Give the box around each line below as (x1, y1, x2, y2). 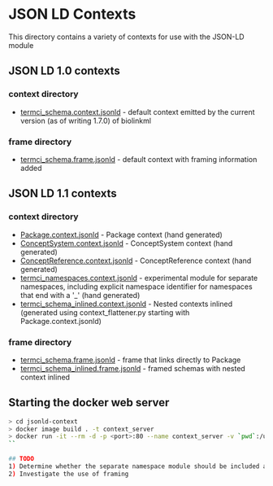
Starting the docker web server (8, 396, 170, 409)
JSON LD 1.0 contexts (8, 64, 120, 78)
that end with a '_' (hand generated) (19, 290, 141, 300)
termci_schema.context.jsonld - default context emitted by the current (19, 107, 255, 116)
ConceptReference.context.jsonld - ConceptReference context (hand (19, 256, 252, 265)
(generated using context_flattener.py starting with (19, 307, 190, 317)
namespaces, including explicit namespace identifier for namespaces (19, 282, 253, 291)
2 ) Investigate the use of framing (8, 470, 129, 478)
